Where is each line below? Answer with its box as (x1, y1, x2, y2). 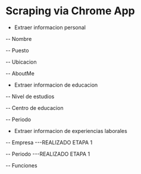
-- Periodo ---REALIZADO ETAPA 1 (5, 150, 90, 157)
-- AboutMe (5, 69, 35, 77)
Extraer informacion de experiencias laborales (14, 127, 127, 134)
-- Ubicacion (5, 58, 37, 65)
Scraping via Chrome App (5, 4, 135, 18)
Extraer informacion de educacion (14, 81, 98, 88)
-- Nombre (5, 35, 32, 42)
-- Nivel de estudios (5, 93, 55, 100)
